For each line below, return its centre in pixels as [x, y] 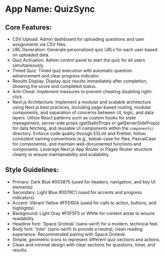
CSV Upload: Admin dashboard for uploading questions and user [78, 39]
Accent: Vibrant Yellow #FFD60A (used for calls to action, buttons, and [84, 203]
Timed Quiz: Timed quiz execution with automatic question [72, 71]
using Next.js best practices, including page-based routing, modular [82, 107]
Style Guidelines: [32, 170]
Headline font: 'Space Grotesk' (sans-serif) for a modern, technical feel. [85, 223]
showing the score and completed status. [54, 86]
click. [18, 97]
